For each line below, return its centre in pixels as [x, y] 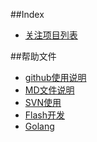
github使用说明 [55, 77]
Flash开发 [44, 115]
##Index [27, 14]
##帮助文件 [33, 56]
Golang [39, 126]
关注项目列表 [51, 35]
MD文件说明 [49, 90]
